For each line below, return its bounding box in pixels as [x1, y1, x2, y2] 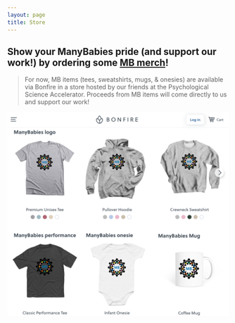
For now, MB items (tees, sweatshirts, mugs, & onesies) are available [24, 75, 224, 84]
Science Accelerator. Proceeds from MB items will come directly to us [24, 90, 227, 99]
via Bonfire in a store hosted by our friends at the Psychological [24, 83, 209, 91]
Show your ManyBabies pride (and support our [7, 46, 217, 58]
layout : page [7, 11, 46, 18]
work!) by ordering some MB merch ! [7, 56, 169, 68]
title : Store [7, 18, 46, 26]
